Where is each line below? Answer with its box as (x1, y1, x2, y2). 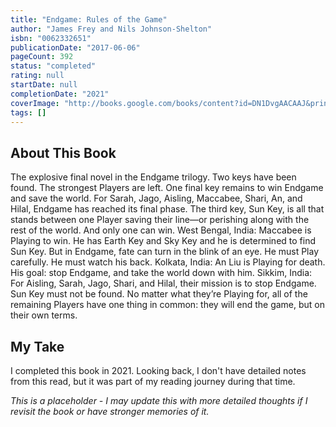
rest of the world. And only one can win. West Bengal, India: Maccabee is (10, 224, 312, 236)
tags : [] (10, 107, 47, 118)
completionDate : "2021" (10, 89, 110, 99)
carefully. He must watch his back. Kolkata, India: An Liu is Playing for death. (10, 256, 326, 268)
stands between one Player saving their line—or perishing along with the (10, 214, 310, 226)
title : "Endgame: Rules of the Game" (10, 14, 168, 25)
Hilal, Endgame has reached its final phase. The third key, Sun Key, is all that (10, 203, 325, 215)
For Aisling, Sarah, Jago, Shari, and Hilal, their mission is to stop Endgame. (10, 277, 317, 290)
